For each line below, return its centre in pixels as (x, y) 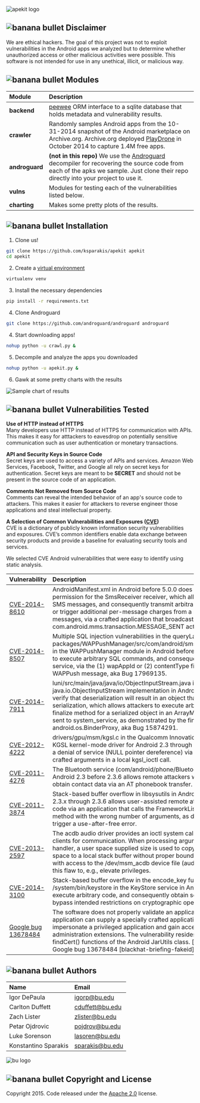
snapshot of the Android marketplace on (134, 131)
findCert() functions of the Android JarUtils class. (121, 942)
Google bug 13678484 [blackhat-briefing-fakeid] (124, 950)
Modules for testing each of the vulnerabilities (113, 187)
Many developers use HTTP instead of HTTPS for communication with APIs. (99, 430)
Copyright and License (109, 1079)
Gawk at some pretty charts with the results (68, 379)
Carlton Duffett (30, 1007)
